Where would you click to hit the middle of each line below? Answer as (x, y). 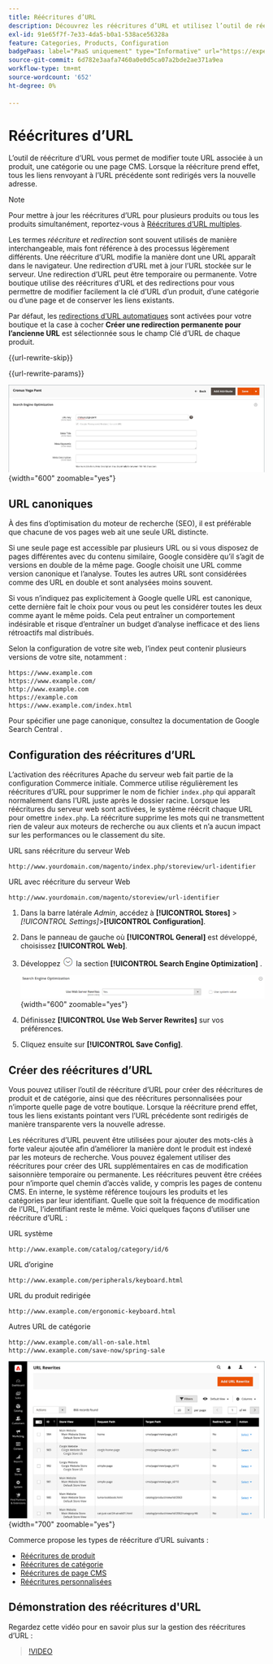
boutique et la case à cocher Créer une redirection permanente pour (125, 325)
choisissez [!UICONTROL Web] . (74, 946)
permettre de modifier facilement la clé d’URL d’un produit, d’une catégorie (134, 292)
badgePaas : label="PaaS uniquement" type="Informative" (105, 52)
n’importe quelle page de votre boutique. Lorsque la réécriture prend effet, (133, 1107)
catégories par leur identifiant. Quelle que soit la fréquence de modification (134, 1200)
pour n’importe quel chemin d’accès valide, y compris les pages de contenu (135, 1183)
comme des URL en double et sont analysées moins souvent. (111, 582)
